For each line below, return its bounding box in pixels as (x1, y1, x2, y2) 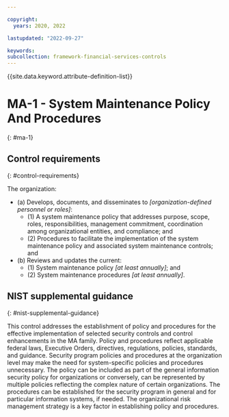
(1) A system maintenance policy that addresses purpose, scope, (27, 212, 210, 220)
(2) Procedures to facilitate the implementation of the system (27, 234, 199, 242)
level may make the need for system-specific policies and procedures (7, 358, 204, 366)
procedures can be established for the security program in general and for (7, 388, 217, 396)
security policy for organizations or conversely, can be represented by (7, 372, 205, 381)
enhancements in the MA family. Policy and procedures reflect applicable (7, 336, 213, 344)
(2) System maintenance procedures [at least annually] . (27, 270, 185, 279)
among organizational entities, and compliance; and (27, 227, 173, 235)
